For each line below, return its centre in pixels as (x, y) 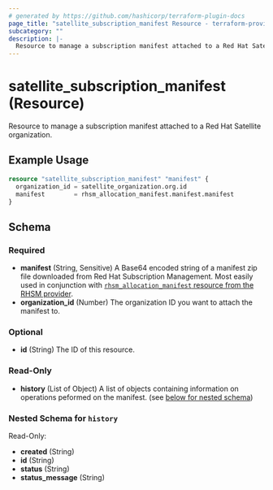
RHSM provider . (46, 294)
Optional (26, 332)
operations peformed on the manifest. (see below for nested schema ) (136, 397)
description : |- (36, 39)
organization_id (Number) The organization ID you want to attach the (136, 302)
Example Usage (49, 160)
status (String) (45, 469)
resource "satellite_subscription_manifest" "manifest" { (108, 179)
